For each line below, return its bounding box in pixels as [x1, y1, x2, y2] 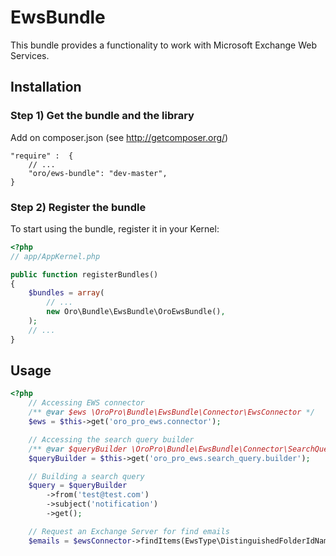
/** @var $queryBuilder [28, 444, 128, 454]
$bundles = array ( [28, 288, 105, 298]
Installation [10, 79, 82, 96]
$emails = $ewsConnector [28, 536, 132, 546]
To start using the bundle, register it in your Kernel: [10, 222, 220, 235]
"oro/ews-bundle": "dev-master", [28, 168, 168, 178]
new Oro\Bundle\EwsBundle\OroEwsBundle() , [46, 307, 226, 317]
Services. [10, 49, 50, 61]
